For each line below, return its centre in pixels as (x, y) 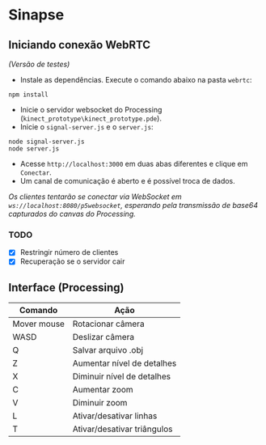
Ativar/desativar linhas (115, 416)
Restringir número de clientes (69, 252)
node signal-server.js (46, 142)
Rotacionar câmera (108, 324)
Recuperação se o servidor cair (72, 261)
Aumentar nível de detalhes (125, 363)
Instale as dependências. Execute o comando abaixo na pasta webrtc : (136, 80)
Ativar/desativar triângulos (122, 429)
